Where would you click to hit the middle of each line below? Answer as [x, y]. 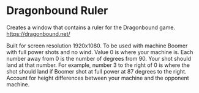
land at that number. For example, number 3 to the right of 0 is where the [98, 65]
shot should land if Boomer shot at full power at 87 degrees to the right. [96, 71]
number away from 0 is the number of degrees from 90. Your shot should [99, 58]
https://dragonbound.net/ [38, 33]
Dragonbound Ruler [57, 11]
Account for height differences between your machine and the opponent [98, 78]
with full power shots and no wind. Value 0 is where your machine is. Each [100, 52]
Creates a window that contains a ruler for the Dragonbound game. [91, 27]
